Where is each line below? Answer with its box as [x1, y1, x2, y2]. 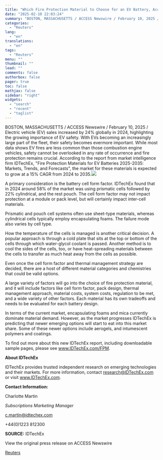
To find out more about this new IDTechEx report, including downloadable [5, 340, 152, 346]
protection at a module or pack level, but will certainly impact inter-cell [5, 196, 146, 202]
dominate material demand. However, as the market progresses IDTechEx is [5, 315, 156, 321]
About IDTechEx [5, 355, 38, 361]
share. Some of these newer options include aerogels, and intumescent [5, 326, 148, 331]
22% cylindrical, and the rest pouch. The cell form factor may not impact [5, 191, 150, 197]
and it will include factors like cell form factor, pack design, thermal [5, 285, 139, 291]
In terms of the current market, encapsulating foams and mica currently [5, 310, 148, 316]
